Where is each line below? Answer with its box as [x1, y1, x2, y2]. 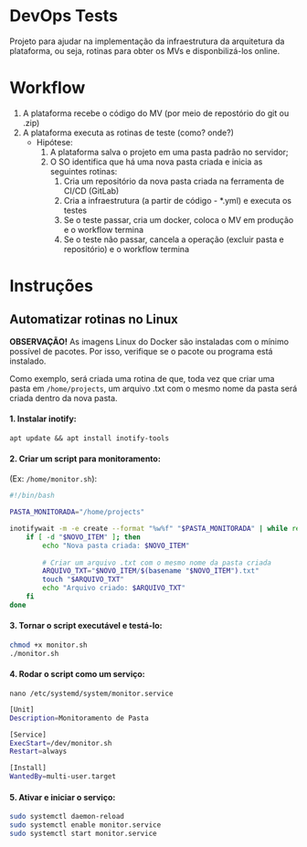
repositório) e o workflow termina [63, 243, 190, 254]
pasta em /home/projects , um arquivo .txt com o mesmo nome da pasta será [9, 383, 298, 394]
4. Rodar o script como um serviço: [9, 669, 146, 680]
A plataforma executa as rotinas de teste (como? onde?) [22, 127, 235, 138]
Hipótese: [36, 136, 73, 147]
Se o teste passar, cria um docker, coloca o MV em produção [63, 214, 294, 225]
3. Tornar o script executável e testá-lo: [9, 620, 163, 631]
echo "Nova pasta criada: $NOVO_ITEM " [42, 541, 190, 550]
